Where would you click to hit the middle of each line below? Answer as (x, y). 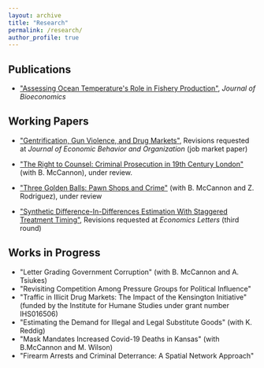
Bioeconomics (43, 97)
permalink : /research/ (45, 30)
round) (30, 228)
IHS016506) (39, 314)
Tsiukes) (33, 280)
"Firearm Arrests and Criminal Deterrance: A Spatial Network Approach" (137, 355)
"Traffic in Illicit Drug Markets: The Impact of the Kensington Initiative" (133, 297)
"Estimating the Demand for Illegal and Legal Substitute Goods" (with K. (136, 322)
